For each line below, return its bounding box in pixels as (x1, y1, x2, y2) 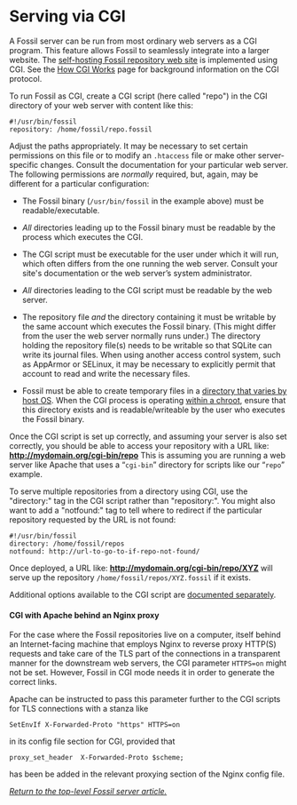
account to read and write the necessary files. (21, 368, 191, 379)
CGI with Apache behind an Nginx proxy (9, 610, 160, 620)
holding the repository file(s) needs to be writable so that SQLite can (21, 339, 272, 350)
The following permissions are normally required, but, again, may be (9, 169, 259, 179)
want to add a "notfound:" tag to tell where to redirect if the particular (9, 505, 262, 515)
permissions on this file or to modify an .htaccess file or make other (9, 149, 256, 161)
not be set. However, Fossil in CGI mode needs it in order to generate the (9, 667, 275, 678)
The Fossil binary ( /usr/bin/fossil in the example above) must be (21, 195, 264, 206)
